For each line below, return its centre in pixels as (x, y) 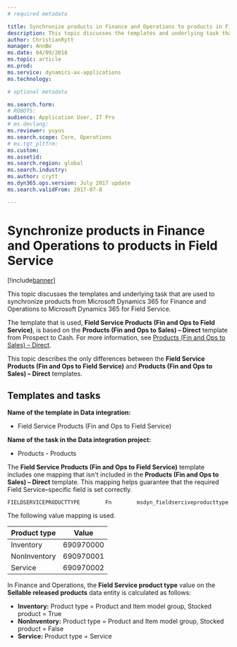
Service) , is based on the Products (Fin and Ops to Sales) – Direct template (117, 330)
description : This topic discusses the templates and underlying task (113, 33)
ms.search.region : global (45, 164)
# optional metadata (38, 92)
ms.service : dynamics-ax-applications (64, 72)
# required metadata (38, 14)
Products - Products (47, 454)
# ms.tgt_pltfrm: (33, 144)
